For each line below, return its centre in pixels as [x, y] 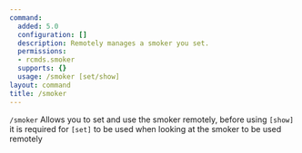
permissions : [42, 52]
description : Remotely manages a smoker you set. [113, 43]
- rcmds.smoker [46, 60]
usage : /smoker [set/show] [69, 77]
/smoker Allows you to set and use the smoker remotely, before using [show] [151, 120]
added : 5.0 [38, 26]
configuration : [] [53, 34]
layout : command [40, 85]
